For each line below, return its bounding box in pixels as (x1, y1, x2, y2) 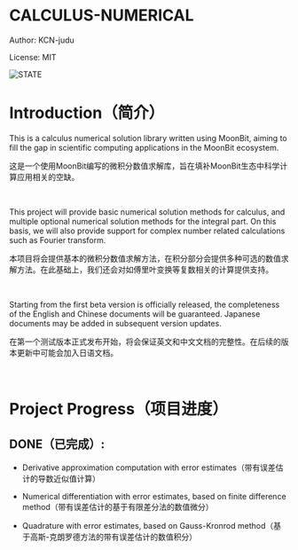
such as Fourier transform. (9, 234, 106, 245)
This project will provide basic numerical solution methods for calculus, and (9, 206, 286, 217)
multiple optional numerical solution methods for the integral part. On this (9, 216, 277, 226)
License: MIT (9, 51, 57, 62)
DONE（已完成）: (9, 436, 106, 452)
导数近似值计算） (37, 473, 100, 483)
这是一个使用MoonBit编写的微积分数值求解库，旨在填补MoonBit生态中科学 (9, 161, 280, 171)
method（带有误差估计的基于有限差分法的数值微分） (21, 501, 215, 512)
